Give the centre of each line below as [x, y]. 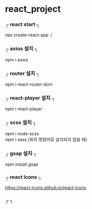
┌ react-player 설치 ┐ [30, 98]
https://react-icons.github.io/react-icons [46, 188]
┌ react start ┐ [23, 25]
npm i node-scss [22, 133]
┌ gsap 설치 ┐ [21, 153]
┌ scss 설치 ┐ [21, 123]
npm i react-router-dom [29, 84]
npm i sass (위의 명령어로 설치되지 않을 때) [46, 139]
